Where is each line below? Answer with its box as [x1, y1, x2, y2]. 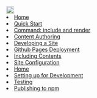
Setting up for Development [14, 72, 84, 79]
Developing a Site [14, 40, 59, 46]
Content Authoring [14, 33, 61, 40]
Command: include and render [14, 27, 90, 33]
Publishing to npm [14, 85, 60, 92]
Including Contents [14, 52, 62, 60]
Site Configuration [14, 59, 60, 66]
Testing [14, 79, 33, 85]
